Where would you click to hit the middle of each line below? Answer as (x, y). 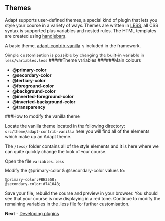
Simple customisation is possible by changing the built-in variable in (75, 55)
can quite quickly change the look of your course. (56, 151)
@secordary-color (32, 75)
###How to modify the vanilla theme (42, 116)
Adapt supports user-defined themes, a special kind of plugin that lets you (81, 20)
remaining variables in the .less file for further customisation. (67, 204)
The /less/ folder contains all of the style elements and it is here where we (82, 146)
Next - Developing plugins (32, 213)
